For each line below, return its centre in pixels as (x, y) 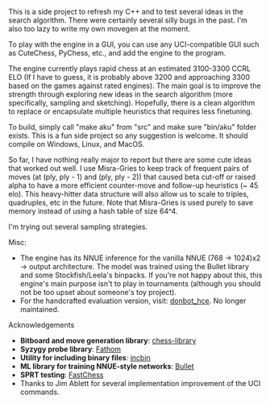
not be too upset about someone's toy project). (98, 292)
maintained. (39, 309)
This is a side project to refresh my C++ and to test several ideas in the (126, 12)
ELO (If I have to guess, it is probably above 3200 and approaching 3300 (129, 77)
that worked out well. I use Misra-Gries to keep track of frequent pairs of (129, 168)
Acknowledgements (42, 325)
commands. (39, 392)
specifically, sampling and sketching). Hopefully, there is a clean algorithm (132, 103)
